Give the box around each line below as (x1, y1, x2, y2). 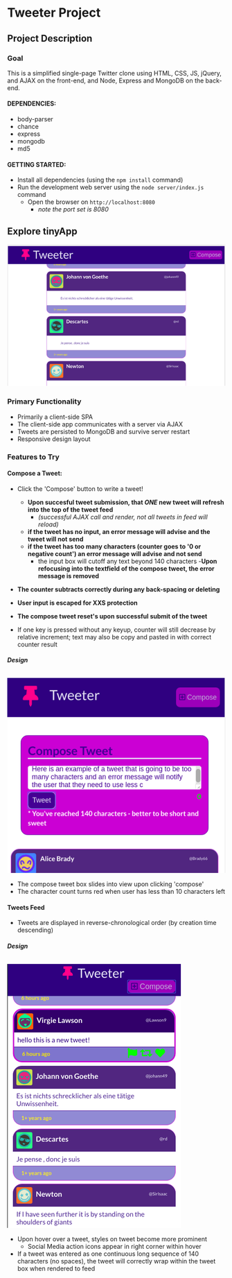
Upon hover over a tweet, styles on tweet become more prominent (17, 1234, 208, 1243)
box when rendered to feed (17, 1264, 96, 1272)
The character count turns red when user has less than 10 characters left (17, 888, 225, 896)
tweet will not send (27, 535, 84, 543)
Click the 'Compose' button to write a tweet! (17, 484, 143, 493)
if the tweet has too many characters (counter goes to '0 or (27, 542, 202, 551)
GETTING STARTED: (7, 160, 66, 169)
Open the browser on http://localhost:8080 (27, 198, 156, 206)
